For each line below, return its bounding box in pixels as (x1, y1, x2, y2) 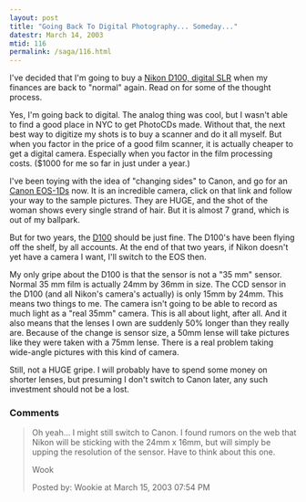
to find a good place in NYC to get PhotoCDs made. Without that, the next (9, 120, 286, 131)
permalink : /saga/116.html (9, 47, 112, 57)
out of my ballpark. (9, 214, 80, 225)
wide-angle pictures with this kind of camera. (9, 347, 179, 358)
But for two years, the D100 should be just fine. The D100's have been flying (9, 232, 295, 243)
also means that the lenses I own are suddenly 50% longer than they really (9, 318, 290, 329)
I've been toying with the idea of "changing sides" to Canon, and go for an (9, 175, 289, 187)
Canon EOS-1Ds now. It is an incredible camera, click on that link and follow (9, 185, 293, 196)
